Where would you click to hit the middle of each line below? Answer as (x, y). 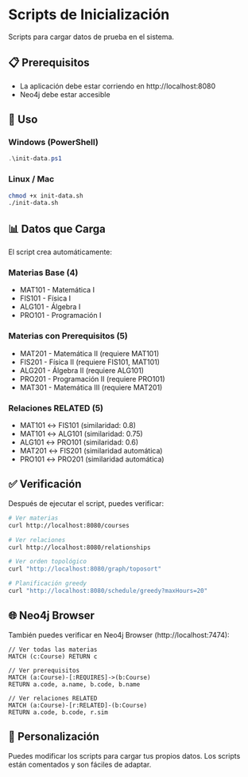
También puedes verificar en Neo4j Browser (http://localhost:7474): (119, 634)
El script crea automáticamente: (60, 252)
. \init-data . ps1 (35, 159)
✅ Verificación (45, 484)
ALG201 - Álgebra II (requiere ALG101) (82, 370)
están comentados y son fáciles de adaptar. (80, 764)
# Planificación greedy (48, 583)
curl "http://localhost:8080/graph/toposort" (85, 569)
